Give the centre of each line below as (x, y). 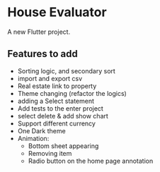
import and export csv (50, 78)
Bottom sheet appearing (63, 146)
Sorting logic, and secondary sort (66, 70)
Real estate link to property (57, 86)
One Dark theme (41, 130)
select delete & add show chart (63, 116)
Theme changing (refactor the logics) (72, 93)
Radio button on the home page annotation (91, 161)
